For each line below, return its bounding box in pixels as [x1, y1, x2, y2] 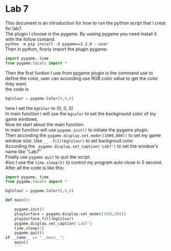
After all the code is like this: [5, 164, 65, 171]
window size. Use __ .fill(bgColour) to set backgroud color [5, 137, 133, 144]
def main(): [5, 198, 31, 203]
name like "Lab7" [5, 148, 42, 154]
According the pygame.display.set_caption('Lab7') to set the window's [5, 143, 158, 149]
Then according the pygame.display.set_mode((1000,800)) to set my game [5, 132, 161, 138]
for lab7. [5, 25, 22, 31]
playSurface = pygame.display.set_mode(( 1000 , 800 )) [14, 211, 126, 216]
